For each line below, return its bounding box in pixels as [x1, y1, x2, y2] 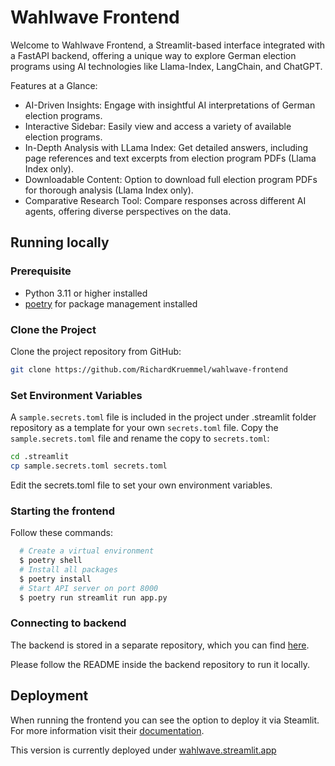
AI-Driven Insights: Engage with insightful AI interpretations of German [24, 99, 316, 111]
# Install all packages [19, 564, 118, 575]
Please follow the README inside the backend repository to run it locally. [10, 658, 311, 670]
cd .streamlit [10, 452, 70, 462]
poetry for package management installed [24, 297, 198, 310]
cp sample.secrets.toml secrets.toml [10, 461, 168, 471]
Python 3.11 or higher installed [24, 287, 148, 299]
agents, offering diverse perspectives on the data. [24, 205, 232, 217]
